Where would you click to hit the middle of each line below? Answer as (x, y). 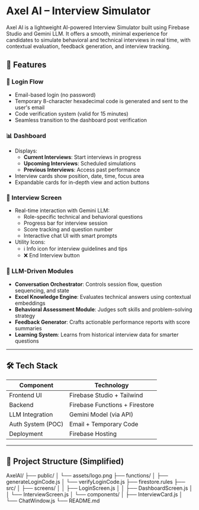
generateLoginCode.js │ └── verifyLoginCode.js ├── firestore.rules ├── (96, 482)
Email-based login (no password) (55, 95)
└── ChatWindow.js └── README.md (53, 501)
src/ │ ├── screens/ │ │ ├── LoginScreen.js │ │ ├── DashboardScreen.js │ (99, 488)
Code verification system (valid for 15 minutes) (71, 113)
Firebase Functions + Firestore (112, 405)
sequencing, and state (42, 290)
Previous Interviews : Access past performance (82, 170)
